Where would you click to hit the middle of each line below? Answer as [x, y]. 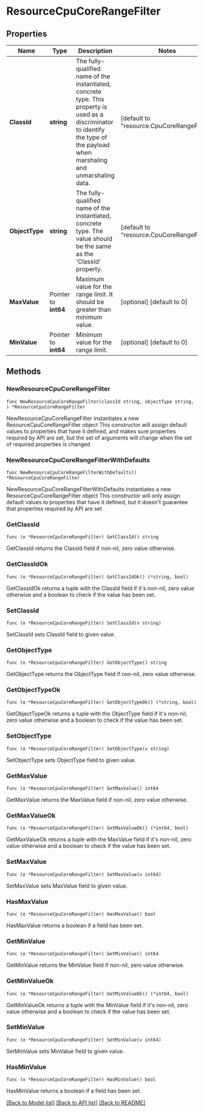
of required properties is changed [48, 444]
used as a [90, 114]
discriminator [94, 122]
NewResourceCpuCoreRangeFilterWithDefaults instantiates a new [89, 489]
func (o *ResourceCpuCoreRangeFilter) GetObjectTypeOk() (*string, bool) [102, 702]
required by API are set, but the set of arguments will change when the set [99, 438]
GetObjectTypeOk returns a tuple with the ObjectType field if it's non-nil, [97, 714]
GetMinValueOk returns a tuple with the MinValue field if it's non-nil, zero [97, 1005]
